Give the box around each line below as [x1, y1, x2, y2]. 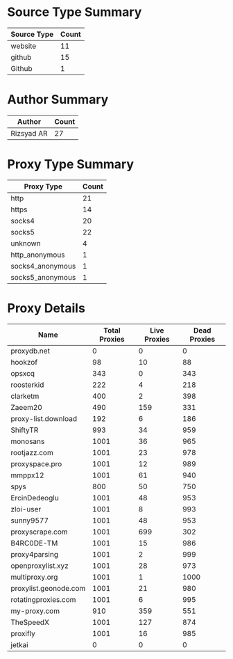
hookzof [10, 357, 38, 367]
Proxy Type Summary [7, 157, 134, 173]
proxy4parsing [10, 549, 59, 559]
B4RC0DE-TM [10, 538, 58, 548]
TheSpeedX [10, 617, 50, 627]
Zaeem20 [10, 402, 43, 412]
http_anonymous [10, 250, 65, 260]
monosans [10, 436, 45, 446]
